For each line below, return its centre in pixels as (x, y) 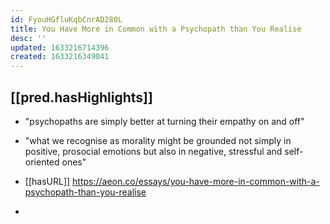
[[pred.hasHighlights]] (81, 97)
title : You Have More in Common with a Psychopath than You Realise (156, 29)
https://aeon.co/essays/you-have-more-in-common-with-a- (196, 181)
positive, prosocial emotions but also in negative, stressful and (153, 151)
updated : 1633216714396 (60, 47)
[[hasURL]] (47, 181)
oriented (42, 162)
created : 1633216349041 (60, 57)
